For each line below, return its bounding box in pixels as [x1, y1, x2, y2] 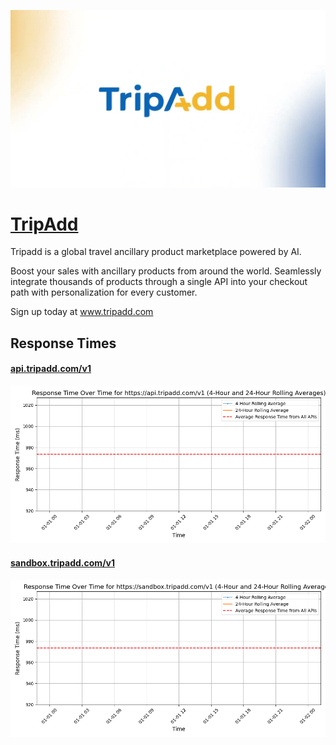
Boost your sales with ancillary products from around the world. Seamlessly [10, 265, 322, 277]
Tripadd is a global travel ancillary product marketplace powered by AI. [10, 246, 302, 258]
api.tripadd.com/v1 [10, 363, 92, 375]
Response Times [10, 335, 117, 352]
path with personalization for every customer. [10, 286, 198, 299]
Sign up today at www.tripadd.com [10, 306, 154, 318]
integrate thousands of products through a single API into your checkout [10, 276, 308, 288]
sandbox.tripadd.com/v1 [10, 556, 116, 569]
